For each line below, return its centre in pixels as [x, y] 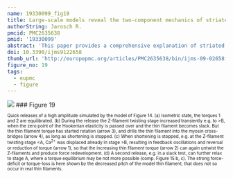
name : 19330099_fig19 [38, 14]
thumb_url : [23, 59]
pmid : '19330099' [32, 39]
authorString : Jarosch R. [44, 26]
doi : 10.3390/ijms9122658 [44, 53]
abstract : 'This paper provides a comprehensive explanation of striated [116, 46]
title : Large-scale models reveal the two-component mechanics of [105, 20]
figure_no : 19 [28, 65]
